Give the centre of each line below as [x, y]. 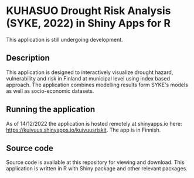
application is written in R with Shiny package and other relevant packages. [97, 169]
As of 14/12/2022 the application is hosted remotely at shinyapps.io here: [94, 123]
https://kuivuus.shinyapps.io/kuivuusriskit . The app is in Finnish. [84, 130]
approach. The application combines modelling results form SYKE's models [97, 85]
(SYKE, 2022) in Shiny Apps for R [89, 23]
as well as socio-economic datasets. [50, 91]
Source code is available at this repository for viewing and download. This [95, 162]
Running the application [51, 110]
